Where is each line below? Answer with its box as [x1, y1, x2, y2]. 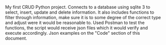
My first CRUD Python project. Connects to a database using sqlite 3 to [5, 4, 150, 10]
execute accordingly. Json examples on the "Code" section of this [5, 30, 140, 36]
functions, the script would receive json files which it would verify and [5, 25, 148, 31]
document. [5, 35, 27, 41]
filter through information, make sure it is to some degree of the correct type [5, 15, 161, 20]
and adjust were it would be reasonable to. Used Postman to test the [5, 20, 145, 25]
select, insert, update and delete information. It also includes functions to [5, 9, 155, 15]
